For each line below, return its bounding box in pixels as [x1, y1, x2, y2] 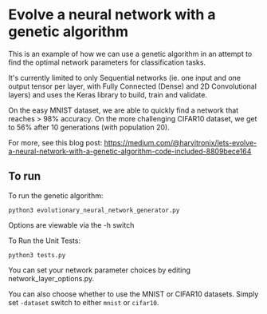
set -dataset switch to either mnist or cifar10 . [8, 297, 159, 307]
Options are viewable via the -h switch [8, 220, 135, 229]
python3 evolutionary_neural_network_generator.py [8, 206, 180, 214]
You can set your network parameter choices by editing [8, 265, 191, 275]
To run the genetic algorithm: [8, 190, 104, 201]
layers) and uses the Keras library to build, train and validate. [8, 89, 207, 99]
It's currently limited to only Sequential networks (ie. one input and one [8, 73, 241, 82]
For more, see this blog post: [8, 137, 103, 147]
